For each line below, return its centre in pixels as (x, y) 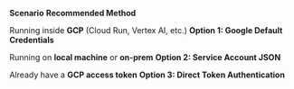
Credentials (32, 40)
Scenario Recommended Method (73, 13)
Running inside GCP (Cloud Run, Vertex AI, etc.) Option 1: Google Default (146, 30)
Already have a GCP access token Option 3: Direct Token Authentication (147, 75)
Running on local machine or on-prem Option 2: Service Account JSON (145, 57)
